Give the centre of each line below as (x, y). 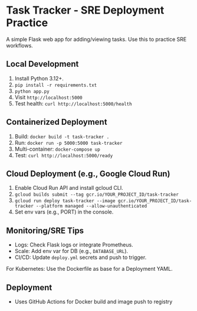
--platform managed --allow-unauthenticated (92, 206)
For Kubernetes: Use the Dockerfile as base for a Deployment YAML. (89, 269)
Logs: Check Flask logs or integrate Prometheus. (74, 245)
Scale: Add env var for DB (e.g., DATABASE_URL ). (71, 251)
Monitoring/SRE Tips (45, 230)
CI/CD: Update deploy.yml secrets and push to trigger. (81, 257)
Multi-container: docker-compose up (57, 149)
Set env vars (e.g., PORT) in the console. (64, 212)
